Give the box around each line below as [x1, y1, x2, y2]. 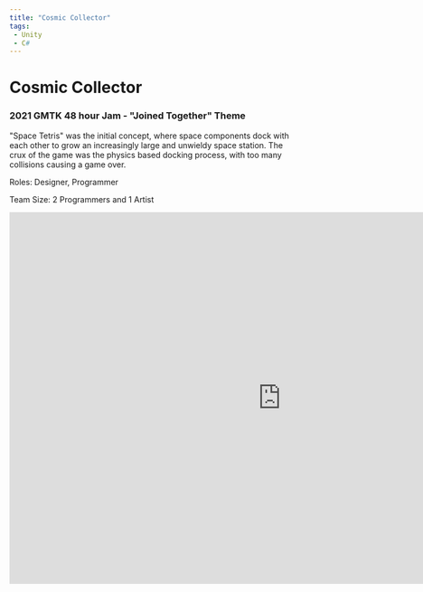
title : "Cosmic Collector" [9, 13, 111, 23]
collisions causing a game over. [9, 159, 127, 170]
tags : [9, 22, 30, 31]
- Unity [13, 30, 42, 39]
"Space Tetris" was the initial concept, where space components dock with [9, 130, 289, 141]
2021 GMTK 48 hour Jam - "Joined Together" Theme [9, 109, 246, 122]
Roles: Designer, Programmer [9, 176, 119, 187]
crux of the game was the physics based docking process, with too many [9, 149, 282, 160]
